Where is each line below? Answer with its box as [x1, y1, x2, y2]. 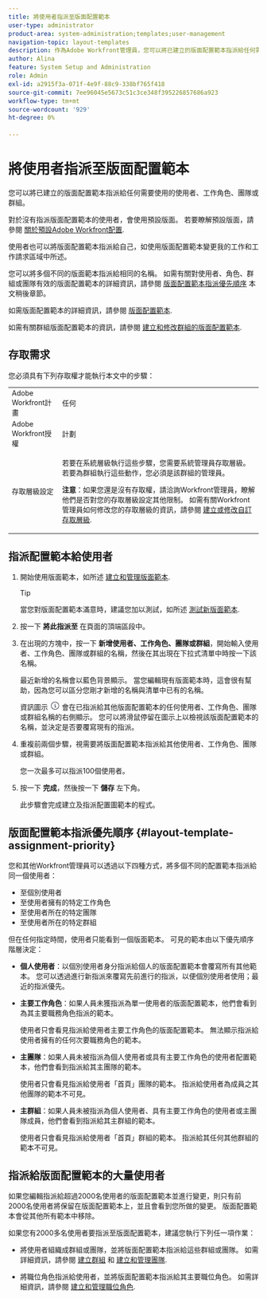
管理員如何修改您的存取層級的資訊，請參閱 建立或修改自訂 [62, 505, 253, 514]
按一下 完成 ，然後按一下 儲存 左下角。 [19, 783, 145, 793]
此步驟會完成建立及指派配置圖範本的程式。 [19, 800, 160, 809]
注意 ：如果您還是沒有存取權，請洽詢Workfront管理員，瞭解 [62, 485, 256, 494]
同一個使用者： [8, 871, 57, 880]
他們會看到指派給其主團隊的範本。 [33, 1062, 145, 1072]
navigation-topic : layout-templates [8, 38, 130, 46]
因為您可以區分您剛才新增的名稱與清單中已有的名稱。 [33, 686, 208, 695]
